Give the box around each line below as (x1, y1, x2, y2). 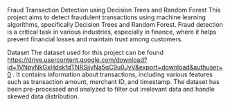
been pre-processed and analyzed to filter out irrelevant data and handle (7, 85, 215, 93)
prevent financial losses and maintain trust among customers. (7, 35, 184, 43)
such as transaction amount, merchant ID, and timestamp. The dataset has (7, 78, 220, 85)
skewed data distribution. (7, 92, 80, 100)
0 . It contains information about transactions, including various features (7, 70, 213, 78)
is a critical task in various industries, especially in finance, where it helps (7, 28, 217, 36)
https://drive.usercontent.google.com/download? (7, 56, 148, 64)
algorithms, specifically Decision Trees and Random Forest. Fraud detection (7, 21, 224, 28)
